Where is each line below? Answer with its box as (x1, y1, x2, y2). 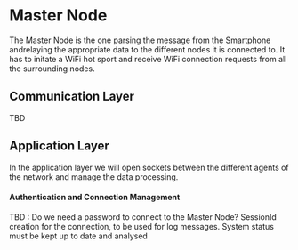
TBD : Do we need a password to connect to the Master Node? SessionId (9, 211, 278, 222)
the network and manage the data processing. (9, 171, 179, 182)
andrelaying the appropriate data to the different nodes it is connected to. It (9, 44, 286, 54)
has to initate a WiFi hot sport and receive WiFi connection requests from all (9, 53, 287, 64)
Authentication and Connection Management (9, 192, 181, 203)
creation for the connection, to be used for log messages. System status (9, 221, 274, 231)
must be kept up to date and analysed (9, 230, 149, 241)
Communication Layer (9, 89, 135, 104)
